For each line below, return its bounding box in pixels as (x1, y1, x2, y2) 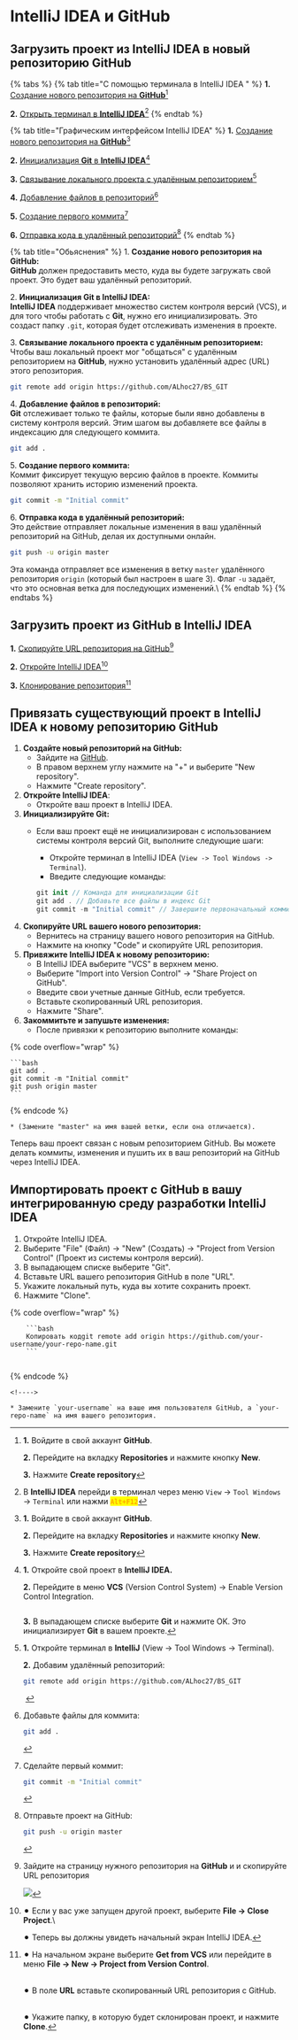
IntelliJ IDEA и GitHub (10, 6, 171, 27)
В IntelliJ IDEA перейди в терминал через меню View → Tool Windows (22, 1486, 281, 1497)
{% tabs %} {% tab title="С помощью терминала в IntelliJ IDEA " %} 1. (10, 79, 271, 89)
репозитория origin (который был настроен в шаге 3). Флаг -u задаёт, (10, 573, 276, 583)
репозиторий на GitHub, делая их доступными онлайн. (10, 530, 217, 541)
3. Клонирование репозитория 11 (10, 678, 132, 691)
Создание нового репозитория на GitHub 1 (10, 89, 169, 100)
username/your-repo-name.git (10, 1340, 118, 1348)
